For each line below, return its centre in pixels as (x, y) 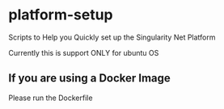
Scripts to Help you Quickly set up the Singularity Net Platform (112, 37)
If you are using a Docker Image (90, 78)
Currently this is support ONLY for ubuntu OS (84, 52)
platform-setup (61, 15)
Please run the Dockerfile (51, 98)
